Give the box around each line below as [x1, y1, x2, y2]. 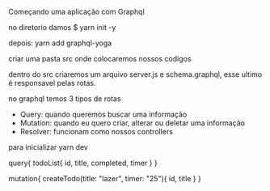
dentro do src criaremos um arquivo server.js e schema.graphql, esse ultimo [8, 70, 263, 79]
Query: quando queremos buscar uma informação [19, 109, 188, 119]
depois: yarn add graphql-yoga [8, 38, 112, 48]
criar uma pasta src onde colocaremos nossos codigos [8, 54, 192, 63]
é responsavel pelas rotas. [8, 79, 96, 87]
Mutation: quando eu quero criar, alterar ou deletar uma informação [19, 118, 245, 128]
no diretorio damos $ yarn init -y [8, 23, 116, 32]
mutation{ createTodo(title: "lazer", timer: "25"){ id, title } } [8, 174, 202, 183]
